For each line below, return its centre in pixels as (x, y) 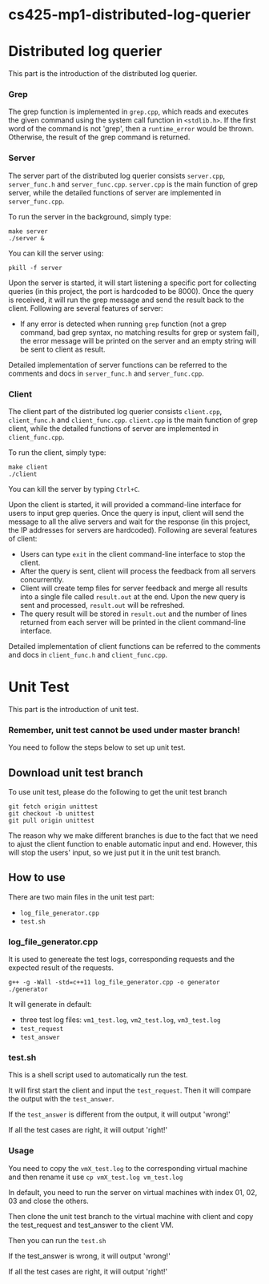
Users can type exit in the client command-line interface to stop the (132, 554)
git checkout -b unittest (51, 814)
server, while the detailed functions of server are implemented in (115, 192)
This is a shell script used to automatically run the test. (98, 1075)
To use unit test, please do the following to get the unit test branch (118, 792)
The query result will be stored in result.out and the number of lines (133, 614)
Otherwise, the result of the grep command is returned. (99, 137)
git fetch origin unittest (53, 807)
